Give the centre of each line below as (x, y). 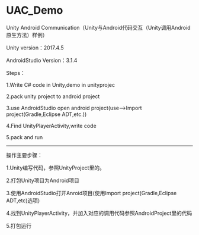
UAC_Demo (35, 10)
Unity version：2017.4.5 (35, 48)
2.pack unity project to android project (53, 96)
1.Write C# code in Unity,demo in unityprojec (61, 84)
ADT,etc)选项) (23, 200)
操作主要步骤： (24, 155)
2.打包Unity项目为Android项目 (43, 180)
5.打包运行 (19, 225)
